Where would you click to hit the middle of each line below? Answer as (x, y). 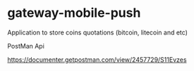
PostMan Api (26, 46)
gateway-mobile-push (74, 13)
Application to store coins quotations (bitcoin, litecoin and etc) (98, 32)
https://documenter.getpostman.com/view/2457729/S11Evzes (97, 59)
